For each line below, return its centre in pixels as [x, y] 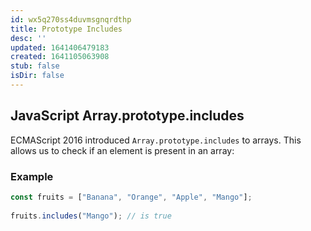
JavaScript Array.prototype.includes [127, 116]
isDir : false [37, 76]
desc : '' [28, 38]
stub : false [35, 66]
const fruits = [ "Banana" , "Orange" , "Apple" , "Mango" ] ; [131, 197]
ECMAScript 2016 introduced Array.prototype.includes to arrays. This [156, 140]
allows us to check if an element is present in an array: [122, 150]
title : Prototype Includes [66, 29]
